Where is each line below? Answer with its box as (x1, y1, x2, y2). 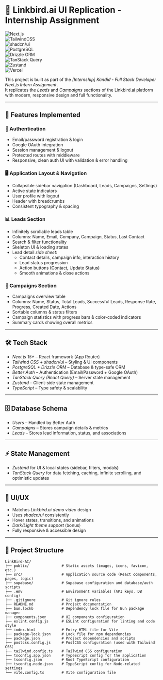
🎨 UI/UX (5, 494, 30, 502)
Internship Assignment (5, 15, 99, 26)
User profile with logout (12, 193, 60, 199)
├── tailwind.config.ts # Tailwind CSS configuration (5, 648, 123, 654)
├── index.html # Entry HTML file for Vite (5, 627, 118, 632)
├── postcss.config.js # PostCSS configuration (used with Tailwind (5, 640, 155, 645)
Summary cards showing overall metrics (12, 319, 93, 325)
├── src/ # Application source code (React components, (5, 572, 158, 577)
